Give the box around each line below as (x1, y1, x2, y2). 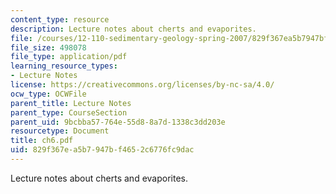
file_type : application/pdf (10, 52, 128, 62)
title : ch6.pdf (10, 136, 74, 146)
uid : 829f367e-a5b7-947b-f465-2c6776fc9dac (10, 145, 195, 155)
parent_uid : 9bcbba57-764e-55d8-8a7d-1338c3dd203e (10, 117, 226, 127)
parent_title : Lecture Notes (10, 98, 132, 108)
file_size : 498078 (10, 42, 87, 53)
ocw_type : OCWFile (10, 89, 87, 99)
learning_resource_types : (10, 61, 118, 71)
